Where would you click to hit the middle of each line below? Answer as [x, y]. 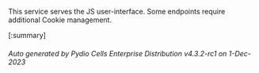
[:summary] [27, 35]
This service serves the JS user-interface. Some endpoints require [117, 12]
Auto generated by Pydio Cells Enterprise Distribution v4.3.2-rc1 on [118, 53]
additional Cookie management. [60, 20]
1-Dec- [240, 53]
